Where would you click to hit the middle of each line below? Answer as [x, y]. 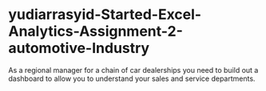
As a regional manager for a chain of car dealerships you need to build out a [133, 70]
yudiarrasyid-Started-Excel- [105, 15]
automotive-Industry [79, 48]
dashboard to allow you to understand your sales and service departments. [132, 78]
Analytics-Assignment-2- [96, 31]
